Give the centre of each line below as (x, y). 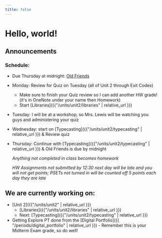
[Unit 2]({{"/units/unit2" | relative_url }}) (51, 205)
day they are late (29, 178)
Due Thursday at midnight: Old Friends (51, 76)
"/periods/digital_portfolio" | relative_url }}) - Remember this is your (79, 225)
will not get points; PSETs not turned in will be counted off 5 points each (84, 172)
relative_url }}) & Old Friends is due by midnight (59, 149)
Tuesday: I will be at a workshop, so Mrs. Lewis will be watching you (80, 114)
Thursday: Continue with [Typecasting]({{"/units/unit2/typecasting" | (81, 143)
